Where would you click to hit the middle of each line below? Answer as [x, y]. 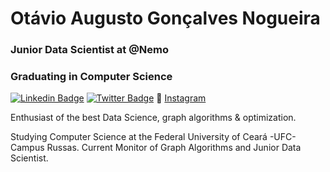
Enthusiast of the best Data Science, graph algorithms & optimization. [153, 118]
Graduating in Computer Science [91, 77]
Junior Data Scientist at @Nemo [90, 50]
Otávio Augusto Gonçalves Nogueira [165, 18]
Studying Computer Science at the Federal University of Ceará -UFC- [153, 137]
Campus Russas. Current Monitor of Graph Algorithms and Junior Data [156, 148]
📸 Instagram [181, 98]
